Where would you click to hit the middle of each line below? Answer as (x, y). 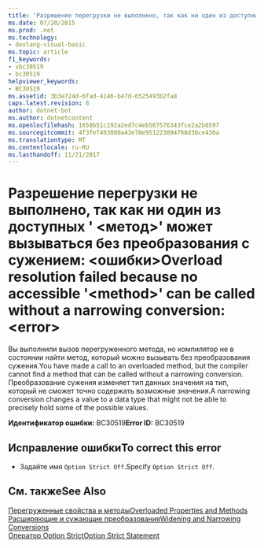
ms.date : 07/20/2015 (42, 23)
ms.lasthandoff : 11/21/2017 (54, 154)
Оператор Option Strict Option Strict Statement (84, 535)
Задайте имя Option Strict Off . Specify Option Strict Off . (117, 467)
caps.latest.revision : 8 (49, 103)
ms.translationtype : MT (47, 140)
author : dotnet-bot (40, 111)
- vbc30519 (26, 67)
